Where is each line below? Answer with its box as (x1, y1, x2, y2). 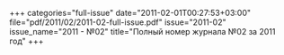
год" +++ (9, 35, 44, 46)
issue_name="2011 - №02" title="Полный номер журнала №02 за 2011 (9, 27, 276, 36)
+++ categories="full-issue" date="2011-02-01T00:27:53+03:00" (9, 8, 252, 18)
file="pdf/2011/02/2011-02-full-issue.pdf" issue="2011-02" (9, 17, 226, 27)
